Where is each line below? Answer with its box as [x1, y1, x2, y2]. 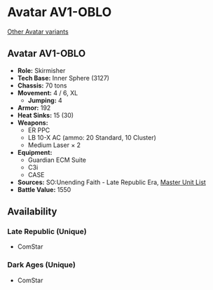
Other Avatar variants [7, 27, 69, 36]
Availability [7, 206, 57, 218]
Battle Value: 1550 [17, 185, 71, 193]
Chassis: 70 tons [17, 81, 67, 90]
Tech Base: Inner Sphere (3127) [17, 74, 110, 82]
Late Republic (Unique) [7, 227, 87, 237]
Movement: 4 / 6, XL [17, 88, 78, 97]
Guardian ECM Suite [27, 156, 86, 164]
